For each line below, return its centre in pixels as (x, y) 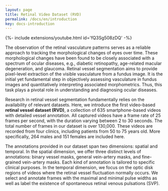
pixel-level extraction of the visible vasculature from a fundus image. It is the (84, 74)
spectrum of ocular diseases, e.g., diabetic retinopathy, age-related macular (83, 63)
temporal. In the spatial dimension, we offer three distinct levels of (73, 152)
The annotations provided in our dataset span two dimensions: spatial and (81, 146)
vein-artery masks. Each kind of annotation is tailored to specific (88, 162)
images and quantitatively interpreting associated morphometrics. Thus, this (84, 85)
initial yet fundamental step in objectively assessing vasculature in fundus (81, 79)
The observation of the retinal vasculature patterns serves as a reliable (78, 47)
